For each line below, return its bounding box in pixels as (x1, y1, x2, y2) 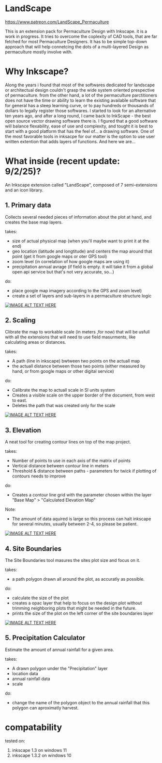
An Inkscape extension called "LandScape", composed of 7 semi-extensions (5, 182, 158, 188)
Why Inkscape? (5, 66, 69, 77)
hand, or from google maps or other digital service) (12, 368, 115, 374)
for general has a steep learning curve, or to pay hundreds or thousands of (5, 102, 154, 108)
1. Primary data (5, 201, 51, 209)
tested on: (5, 738, 25, 744)
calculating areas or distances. (5, 339, 66, 345)
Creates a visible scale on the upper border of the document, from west (12, 392, 155, 398)
